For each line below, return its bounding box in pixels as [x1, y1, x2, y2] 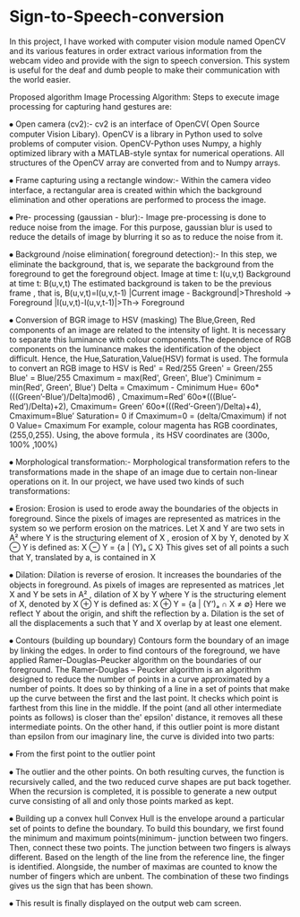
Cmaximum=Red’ [122, 391, 185, 401]
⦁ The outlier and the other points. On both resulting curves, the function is [9, 766, 285, 777]
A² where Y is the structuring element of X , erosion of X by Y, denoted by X [9, 532, 289, 542]
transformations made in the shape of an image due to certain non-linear [9, 466, 278, 477]
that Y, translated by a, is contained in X [9, 551, 157, 562]
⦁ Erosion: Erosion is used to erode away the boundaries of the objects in [9, 503, 279, 514]
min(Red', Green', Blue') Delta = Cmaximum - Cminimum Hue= [9, 382, 239, 392]
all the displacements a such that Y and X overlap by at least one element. [9, 617, 282, 628]
